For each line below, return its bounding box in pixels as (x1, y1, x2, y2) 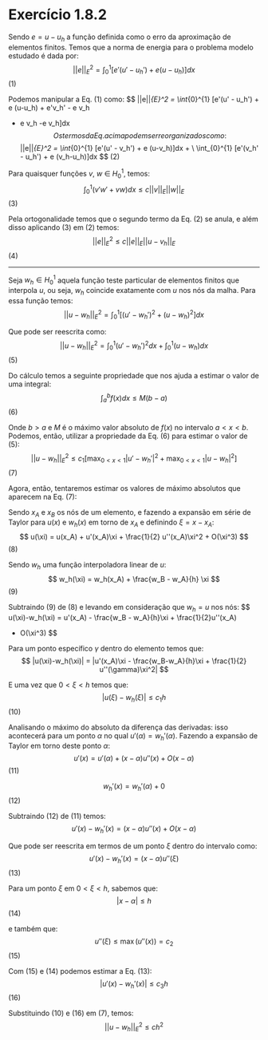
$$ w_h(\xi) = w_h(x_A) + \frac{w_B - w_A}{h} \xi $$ (47, 575, 221, 583)
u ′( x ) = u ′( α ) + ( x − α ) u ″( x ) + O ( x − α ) (73, 753, 195, 763)
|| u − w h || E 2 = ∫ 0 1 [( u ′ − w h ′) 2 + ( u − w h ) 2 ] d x (63, 308, 205, 321)
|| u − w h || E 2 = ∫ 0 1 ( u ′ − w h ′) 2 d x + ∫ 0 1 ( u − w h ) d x (59, 339, 209, 352)
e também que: (8, 923, 58, 933)
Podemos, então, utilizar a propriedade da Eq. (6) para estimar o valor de (8, 431, 248, 441)
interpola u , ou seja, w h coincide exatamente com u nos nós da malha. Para (8, 286, 256, 297)
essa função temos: (8, 295, 73, 305)
